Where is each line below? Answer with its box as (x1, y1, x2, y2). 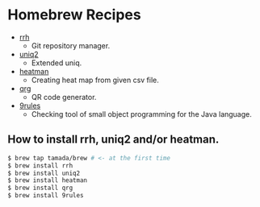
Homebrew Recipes (7, 6, 142, 24)
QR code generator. (31, 92, 97, 101)
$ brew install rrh (7, 161, 73, 170)
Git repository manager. (31, 40, 111, 50)
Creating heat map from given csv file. (31, 75, 159, 85)
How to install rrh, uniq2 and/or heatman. (7, 133, 220, 147)
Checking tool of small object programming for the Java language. (31, 109, 252, 118)
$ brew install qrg (7, 184, 73, 193)
